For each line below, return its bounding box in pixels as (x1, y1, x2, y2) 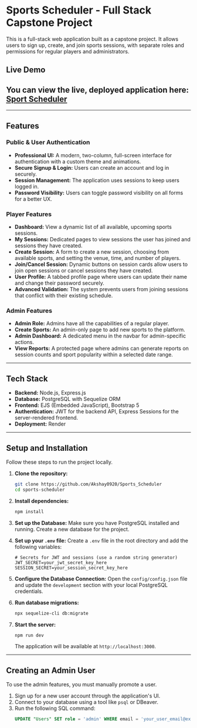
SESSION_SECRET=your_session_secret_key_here (14, 565, 128, 571)
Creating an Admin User (6, 665, 96, 675)
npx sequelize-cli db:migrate (14, 610, 89, 616)
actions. (14, 339, 34, 346)
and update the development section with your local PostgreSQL (14, 581, 168, 588)
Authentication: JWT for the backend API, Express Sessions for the (14, 408, 179, 415)
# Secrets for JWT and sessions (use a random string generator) (14, 554, 178, 561)
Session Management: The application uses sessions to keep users (14, 177, 180, 184)
